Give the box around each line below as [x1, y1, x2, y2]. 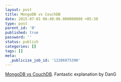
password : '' [5, 35, 32, 40]
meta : [5, 53, 16, 58]
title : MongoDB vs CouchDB [5, 12, 61, 17]
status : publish [5, 40, 39, 44]
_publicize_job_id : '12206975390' [9, 58, 81, 63]
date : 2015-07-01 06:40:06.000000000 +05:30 [5, 16, 98, 21]
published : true [5, 30, 39, 35]
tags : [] [5, 48, 23, 53]
